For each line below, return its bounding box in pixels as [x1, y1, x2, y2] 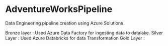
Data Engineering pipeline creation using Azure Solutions [5, 20, 123, 26]
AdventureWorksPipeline [5, 3, 113, 15]
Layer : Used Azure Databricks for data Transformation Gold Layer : [5, 35, 145, 41]
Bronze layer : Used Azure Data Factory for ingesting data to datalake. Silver [5, 29, 163, 35]
